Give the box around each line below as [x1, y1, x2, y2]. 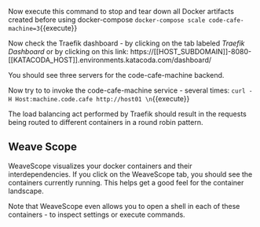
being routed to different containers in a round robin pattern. [8, 118, 203, 126]
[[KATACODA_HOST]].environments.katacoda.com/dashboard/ [8, 55, 212, 64]
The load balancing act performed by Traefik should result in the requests [8, 109, 247, 119]
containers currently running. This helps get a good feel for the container [8, 178, 244, 187]
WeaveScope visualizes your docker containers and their [8, 161, 192, 170]
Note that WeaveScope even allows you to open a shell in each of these [8, 201, 240, 211]
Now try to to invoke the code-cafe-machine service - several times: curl [8, 86, 246, 95]
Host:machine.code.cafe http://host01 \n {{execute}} [15, 94, 190, 103]
